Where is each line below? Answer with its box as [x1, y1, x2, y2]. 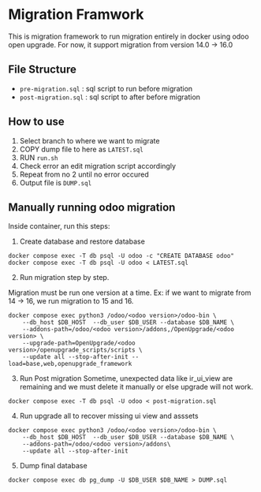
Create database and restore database [19, 237, 146, 246]
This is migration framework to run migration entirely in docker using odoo [8, 32, 250, 41]
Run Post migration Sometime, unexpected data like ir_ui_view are [19, 374, 233, 383]
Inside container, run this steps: [8, 222, 110, 231]
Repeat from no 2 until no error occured [19, 170, 150, 179]
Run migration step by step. [19, 273, 110, 282]
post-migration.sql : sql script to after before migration [19, 92, 201, 102]
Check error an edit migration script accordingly [19, 161, 176, 170]
